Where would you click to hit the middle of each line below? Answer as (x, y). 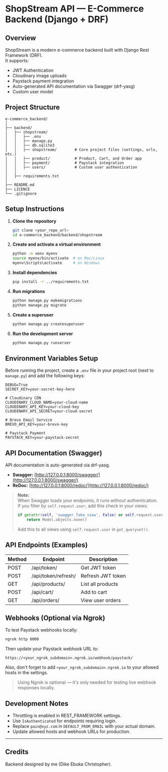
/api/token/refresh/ (54, 576)
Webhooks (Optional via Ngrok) (55, 618)
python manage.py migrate (39, 305)
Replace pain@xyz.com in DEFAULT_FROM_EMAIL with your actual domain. (84, 726)
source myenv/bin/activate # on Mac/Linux (58, 258)
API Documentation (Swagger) (54, 453)
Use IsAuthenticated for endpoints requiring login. (64, 721)
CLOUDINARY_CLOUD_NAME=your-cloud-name (47, 403)
